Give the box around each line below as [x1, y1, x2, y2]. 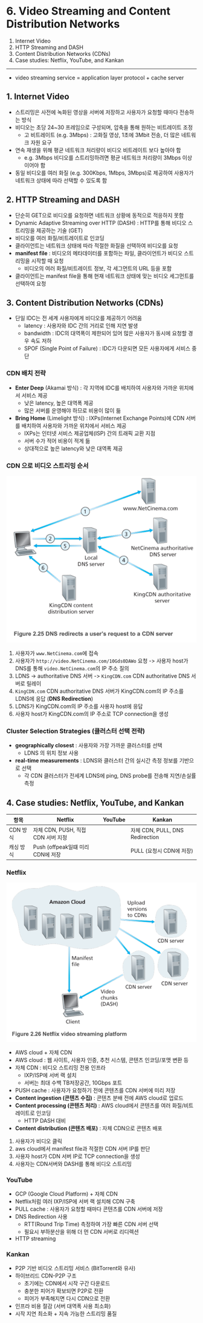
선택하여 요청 [14, 280, 47, 287]
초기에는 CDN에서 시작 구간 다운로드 [24, 1280, 111, 1287]
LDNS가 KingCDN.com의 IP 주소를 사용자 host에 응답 [14, 702, 143, 710]
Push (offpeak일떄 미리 [33, 843, 89, 850]
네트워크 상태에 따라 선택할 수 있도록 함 [14, 177, 108, 184]
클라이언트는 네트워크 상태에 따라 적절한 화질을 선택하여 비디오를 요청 [14, 241, 178, 249]
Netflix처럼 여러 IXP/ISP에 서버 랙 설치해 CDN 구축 [14, 1197, 136, 1205]
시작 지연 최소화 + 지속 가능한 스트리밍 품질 [14, 1310, 117, 1318]
